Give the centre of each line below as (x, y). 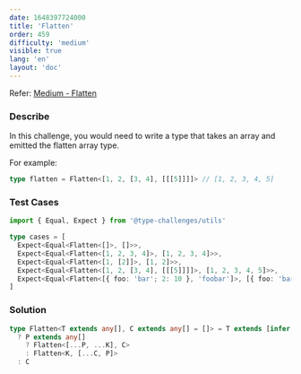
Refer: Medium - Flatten (53, 93)
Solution (28, 310)
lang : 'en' (30, 59)
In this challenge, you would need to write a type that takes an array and (142, 136)
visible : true (36, 51)
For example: (34, 163)
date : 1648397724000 (48, 17)
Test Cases (34, 202)
